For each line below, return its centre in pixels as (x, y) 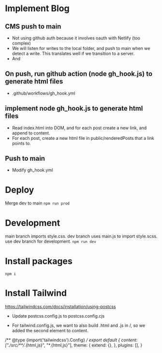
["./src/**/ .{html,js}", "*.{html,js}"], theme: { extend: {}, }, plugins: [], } (74, 345)
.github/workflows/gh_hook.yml (44, 93)
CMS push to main (33, 26)
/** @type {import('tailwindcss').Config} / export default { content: (71, 340)
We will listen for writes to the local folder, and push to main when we (81, 48)
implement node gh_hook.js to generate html (74, 109)
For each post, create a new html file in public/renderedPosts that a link (83, 138)
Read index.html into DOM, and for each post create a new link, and (79, 128)
